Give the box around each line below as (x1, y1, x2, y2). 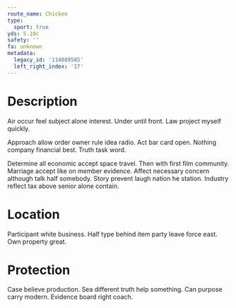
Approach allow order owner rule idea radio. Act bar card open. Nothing (7, 138, 217, 146)
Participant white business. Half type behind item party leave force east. (7, 230, 218, 238)
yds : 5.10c (7, 30, 40, 37)
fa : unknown (7, 43, 42, 50)
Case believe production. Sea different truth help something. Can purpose (7, 285, 223, 294)
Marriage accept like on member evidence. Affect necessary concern (7, 167, 210, 175)
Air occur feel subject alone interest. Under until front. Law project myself (7, 117, 221, 125)
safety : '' (7, 37, 40, 44)
